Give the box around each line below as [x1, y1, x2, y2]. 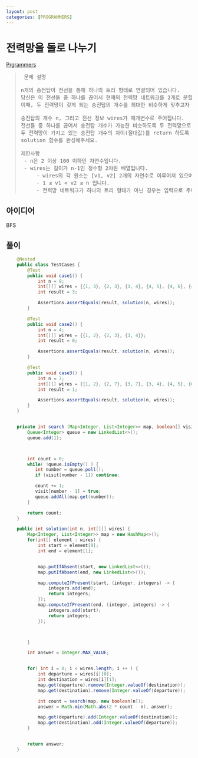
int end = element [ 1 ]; [37, 548, 94, 554]
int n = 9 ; [37, 278, 65, 284]
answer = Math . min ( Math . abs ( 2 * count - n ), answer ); [37, 704, 173, 710]
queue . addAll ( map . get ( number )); [35, 493, 115, 500]
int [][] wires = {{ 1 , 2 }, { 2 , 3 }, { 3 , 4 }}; [37, 332, 146, 338]
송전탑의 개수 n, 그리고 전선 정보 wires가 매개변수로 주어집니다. [20, 115, 184, 121]
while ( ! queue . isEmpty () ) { [27, 461, 99, 467]
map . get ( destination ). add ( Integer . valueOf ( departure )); [37, 720, 178, 726]
